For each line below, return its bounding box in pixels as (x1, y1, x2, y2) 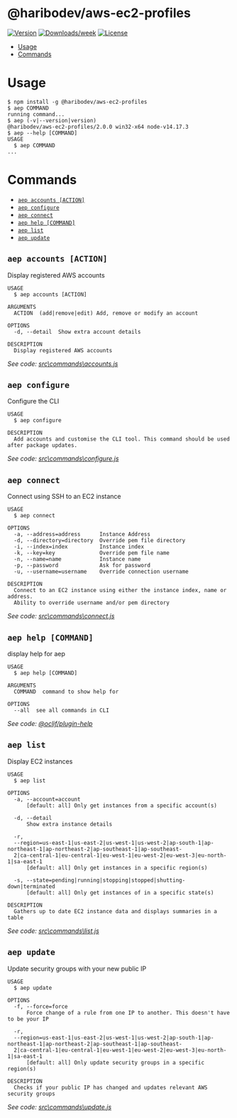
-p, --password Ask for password (13, 562, 151, 569)
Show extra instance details (26, 821, 113, 828)
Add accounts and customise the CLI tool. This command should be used (13, 436, 231, 443)
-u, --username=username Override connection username (13, 568, 189, 576)
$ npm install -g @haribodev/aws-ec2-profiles (7, 98, 148, 105)
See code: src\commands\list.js (7, 927, 99, 935)
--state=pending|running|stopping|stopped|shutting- (26, 877, 186, 884)
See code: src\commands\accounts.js (7, 359, 118, 368)
